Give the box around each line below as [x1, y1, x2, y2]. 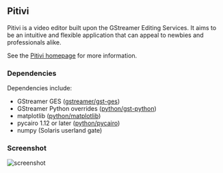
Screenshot [7, 144, 47, 153]
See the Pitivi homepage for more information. [7, 51, 137, 59]
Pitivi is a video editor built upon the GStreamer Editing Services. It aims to [7, 23, 217, 31]
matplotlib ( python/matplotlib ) [16, 112, 101, 120]
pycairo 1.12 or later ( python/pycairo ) [16, 119, 120, 127]
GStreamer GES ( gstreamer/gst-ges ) [16, 97, 120, 105]
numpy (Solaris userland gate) [16, 127, 103, 135]
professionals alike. [7, 38, 62, 46]
